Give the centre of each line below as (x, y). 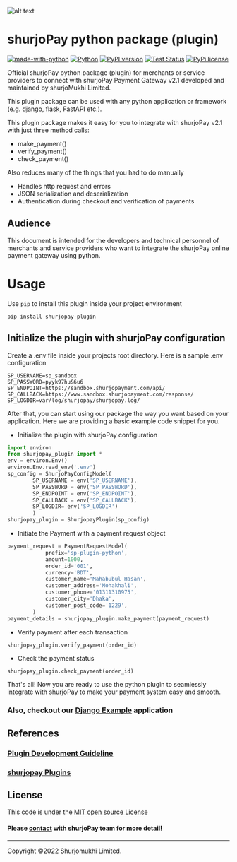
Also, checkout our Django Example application (90, 710)
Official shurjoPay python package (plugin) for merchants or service (106, 72)
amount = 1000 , (64, 559)
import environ (30, 448)
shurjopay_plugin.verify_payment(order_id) (72, 645)
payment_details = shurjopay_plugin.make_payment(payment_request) (109, 618)
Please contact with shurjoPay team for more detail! (85, 828)
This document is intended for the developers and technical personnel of (113, 240)
